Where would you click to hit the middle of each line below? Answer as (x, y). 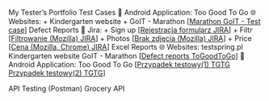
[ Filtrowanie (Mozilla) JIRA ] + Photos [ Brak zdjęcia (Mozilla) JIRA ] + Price (130, 38)
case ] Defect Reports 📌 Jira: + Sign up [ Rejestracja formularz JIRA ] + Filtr (130, 30)
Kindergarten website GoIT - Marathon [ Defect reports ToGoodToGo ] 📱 (126, 56)
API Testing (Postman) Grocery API (67, 89)
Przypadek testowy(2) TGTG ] (57, 73)
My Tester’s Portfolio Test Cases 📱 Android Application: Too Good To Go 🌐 (132, 12)
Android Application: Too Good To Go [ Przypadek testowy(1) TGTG (119, 65)
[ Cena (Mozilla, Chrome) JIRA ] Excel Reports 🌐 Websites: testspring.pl (126, 47)
